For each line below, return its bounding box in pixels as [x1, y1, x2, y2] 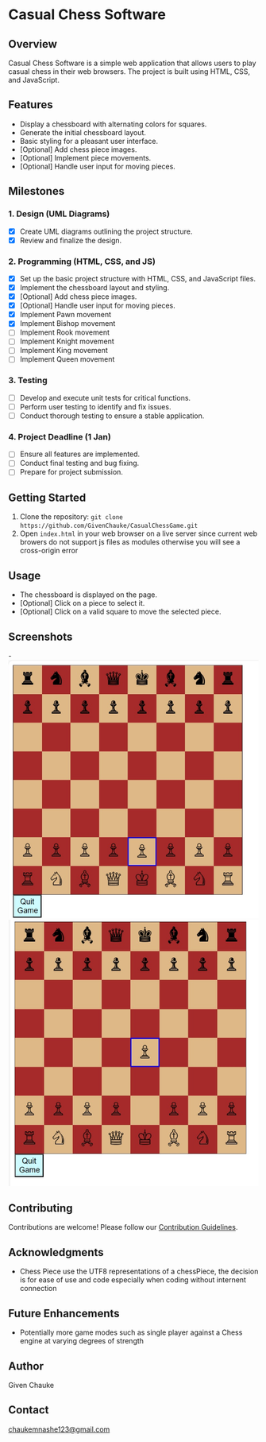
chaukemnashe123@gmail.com [8, 1425, 110, 1434]
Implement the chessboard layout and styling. [19, 282, 170, 292]
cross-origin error [19, 546, 79, 556]
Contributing [8, 1202, 73, 1215]
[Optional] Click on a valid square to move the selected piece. [19, 607, 222, 617]
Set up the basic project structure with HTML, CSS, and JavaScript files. [19, 273, 256, 283]
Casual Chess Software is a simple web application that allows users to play [8, 58, 256, 68]
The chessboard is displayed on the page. [19, 590, 157, 599]
